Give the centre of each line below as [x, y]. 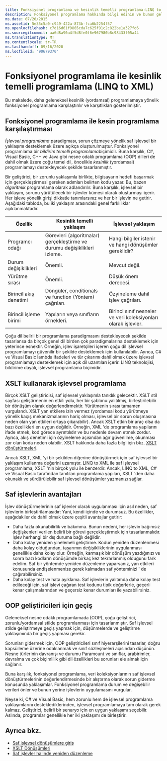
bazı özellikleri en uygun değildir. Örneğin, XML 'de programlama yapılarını [81, 427]
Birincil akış [21, 294]
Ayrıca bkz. [23, 731]
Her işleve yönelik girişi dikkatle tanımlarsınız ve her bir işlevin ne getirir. [79, 198]
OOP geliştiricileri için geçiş [49, 606]
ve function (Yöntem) [70, 297]
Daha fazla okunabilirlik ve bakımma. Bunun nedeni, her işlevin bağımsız [86, 526]
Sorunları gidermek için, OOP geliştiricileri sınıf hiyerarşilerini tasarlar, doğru [83, 643]
